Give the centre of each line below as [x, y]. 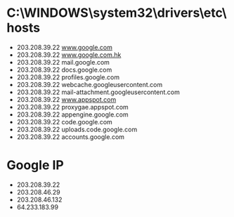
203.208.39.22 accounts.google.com [70, 137]
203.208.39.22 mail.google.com [63, 62]
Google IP [35, 165]
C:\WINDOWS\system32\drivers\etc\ [117, 13]
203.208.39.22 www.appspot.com [66, 99]
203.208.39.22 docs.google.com [64, 70]
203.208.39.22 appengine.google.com [73, 114]
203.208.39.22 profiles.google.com [68, 77]
